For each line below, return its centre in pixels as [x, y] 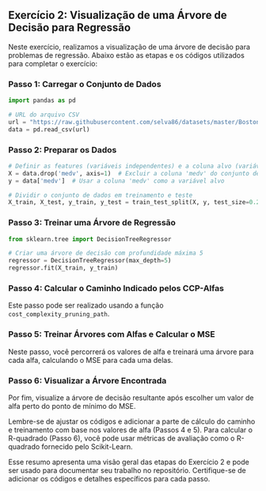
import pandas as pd [42, 100]
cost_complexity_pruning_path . [59, 314]
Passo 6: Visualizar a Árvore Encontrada [87, 380]
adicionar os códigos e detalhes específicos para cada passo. [109, 478]
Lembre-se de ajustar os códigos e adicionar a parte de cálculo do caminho [132, 421]
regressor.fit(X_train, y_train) [63, 268]
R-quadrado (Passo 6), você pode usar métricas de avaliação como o [122, 438]
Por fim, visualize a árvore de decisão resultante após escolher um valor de [131, 398]
